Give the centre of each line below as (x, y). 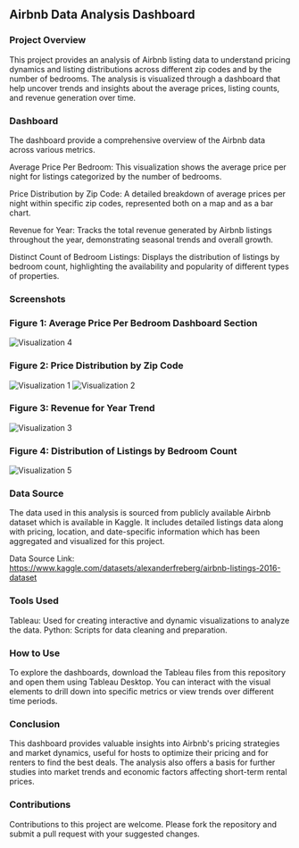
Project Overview (48, 40)
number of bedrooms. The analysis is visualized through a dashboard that (145, 79)
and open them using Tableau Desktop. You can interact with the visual (140, 682)
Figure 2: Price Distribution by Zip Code (97, 365)
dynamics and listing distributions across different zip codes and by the (141, 69)
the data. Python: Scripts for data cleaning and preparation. (118, 630)
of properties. (34, 275)
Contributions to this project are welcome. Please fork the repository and (143, 824)
